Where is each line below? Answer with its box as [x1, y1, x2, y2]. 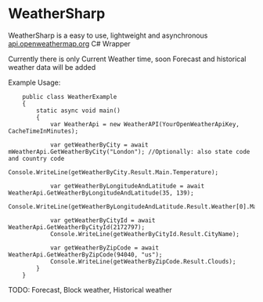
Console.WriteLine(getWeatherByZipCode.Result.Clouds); [49, 257, 236, 265]
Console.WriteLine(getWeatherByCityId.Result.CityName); [49, 230, 240, 238]
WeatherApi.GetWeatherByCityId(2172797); [8, 223, 146, 231]
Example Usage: [8, 78, 61, 87]
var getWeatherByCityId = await [49, 216, 156, 224]
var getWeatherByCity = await [49, 140, 149, 149]
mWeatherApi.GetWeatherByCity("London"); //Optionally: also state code [8, 147, 250, 155]
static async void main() [36, 107, 121, 115]
